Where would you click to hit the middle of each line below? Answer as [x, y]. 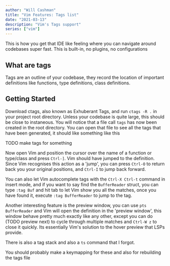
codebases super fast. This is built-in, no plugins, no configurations [77, 49]
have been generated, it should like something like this [63, 133]
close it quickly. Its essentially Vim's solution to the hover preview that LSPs [85, 227]
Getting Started [30, 99]
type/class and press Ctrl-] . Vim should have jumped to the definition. [80, 158]
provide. [14, 232]
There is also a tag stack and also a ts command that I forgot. [70, 242]
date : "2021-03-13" [26, 19]
